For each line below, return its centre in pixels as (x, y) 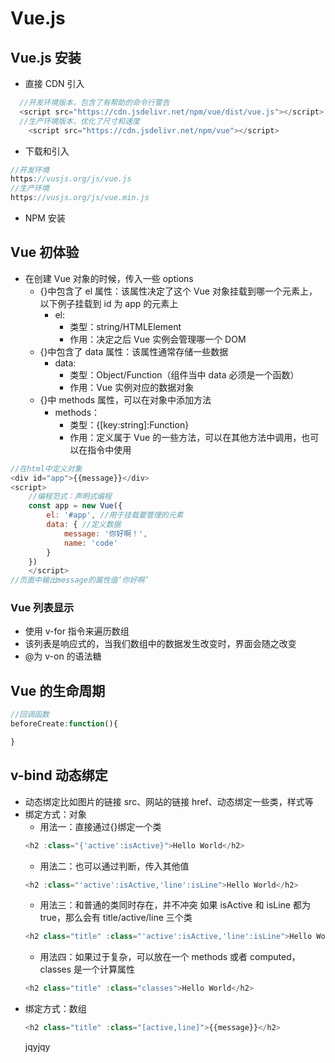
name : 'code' (90, 543)
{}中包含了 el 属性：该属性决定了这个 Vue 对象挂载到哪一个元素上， (178, 291)
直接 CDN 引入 (54, 83)
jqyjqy (37, 1047)
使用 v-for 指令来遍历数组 (77, 631)
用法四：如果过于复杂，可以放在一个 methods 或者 (143, 957)
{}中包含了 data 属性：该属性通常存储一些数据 (134, 351)
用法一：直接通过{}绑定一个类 (100, 826)
